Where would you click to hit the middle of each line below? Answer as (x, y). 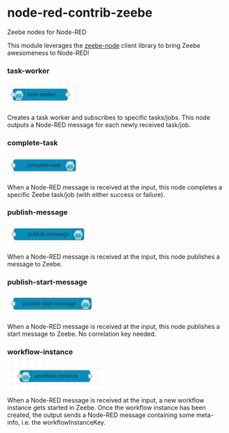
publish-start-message (48, 282)
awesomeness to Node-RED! (49, 53)
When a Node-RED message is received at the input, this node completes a (115, 187)
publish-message (37, 212)
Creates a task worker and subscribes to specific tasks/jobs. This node (109, 118)
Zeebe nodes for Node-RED (47, 32)
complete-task (33, 143)
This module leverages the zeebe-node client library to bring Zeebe (104, 45)
